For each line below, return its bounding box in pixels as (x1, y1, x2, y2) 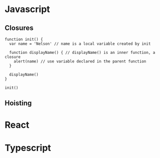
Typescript (5, 142, 51, 153)
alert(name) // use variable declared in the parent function (14, 59, 146, 64)
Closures (5, 24, 34, 32)
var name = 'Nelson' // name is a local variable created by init (9, 41, 151, 46)
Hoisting (5, 99, 32, 108)
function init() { (5, 37, 43, 42)
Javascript (5, 4, 51, 15)
